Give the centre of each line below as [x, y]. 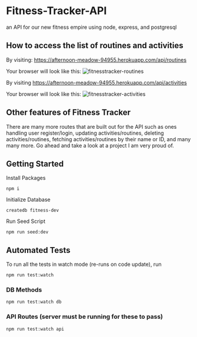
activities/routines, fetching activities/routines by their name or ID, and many [98, 139]
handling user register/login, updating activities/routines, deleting [85, 133]
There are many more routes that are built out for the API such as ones [91, 126]
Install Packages [26, 178]
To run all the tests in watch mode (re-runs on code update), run [84, 264]
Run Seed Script [26, 221]
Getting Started [35, 164]
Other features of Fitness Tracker [69, 113]
